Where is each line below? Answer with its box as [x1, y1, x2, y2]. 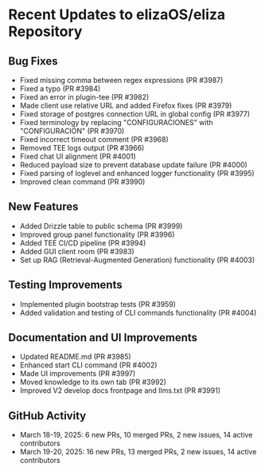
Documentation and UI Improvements [8, 331, 197, 344]
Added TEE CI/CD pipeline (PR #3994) [19, 237, 146, 248]
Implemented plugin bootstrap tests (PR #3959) [19, 299, 177, 308]
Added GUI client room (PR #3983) [19, 246, 135, 256]
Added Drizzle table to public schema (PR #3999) [19, 221, 183, 230]
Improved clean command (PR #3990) [19, 177, 146, 186]
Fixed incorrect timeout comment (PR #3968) [19, 135, 169, 144]
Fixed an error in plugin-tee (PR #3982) [19, 92, 150, 101]
